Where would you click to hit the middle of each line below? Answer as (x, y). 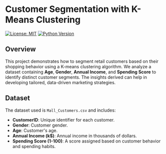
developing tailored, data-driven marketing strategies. (61, 82)
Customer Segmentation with (67, 9)
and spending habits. (34, 146)
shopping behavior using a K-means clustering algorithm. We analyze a (78, 66)
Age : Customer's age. (35, 130)
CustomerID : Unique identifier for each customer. (63, 120)
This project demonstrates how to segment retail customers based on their (82, 61)
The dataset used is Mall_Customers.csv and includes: (61, 110)
